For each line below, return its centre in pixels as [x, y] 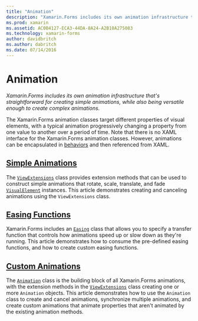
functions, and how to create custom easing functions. [72, 248]
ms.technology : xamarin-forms [43, 34]
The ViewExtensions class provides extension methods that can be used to [96, 177]
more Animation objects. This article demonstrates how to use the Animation [98, 293]
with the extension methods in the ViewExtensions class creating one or [93, 287]
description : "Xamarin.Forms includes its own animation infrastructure [97, 17]
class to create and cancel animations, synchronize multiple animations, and [99, 299]
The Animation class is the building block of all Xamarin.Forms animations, [96, 280]
